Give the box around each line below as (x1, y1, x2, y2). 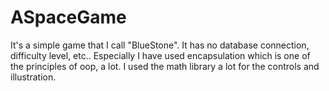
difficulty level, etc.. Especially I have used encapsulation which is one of (10, 49, 311, 61)
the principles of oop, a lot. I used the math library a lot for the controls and (10, 60, 320, 72)
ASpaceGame (10, 6, 127, 29)
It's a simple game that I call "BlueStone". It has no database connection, (10, 39, 310, 51)
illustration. (10, 71, 57, 83)
